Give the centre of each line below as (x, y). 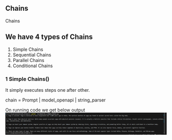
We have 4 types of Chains (49, 37)
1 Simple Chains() (27, 79)
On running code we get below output (45, 110)
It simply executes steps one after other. (48, 90)
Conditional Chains (33, 66)
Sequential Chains (32, 55)
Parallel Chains (28, 60)
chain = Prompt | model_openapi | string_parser (56, 100)
